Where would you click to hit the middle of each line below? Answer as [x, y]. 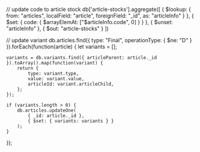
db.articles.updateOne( [47, 110]
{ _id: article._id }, [56, 116]
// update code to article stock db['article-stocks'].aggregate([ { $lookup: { [98, 9]
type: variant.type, [53, 74]
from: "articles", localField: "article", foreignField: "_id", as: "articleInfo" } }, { [100, 16]
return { [28, 68]
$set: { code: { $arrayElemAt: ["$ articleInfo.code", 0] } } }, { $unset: [89, 22]
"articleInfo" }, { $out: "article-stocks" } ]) [58, 28]
